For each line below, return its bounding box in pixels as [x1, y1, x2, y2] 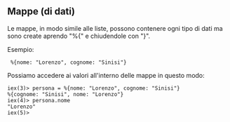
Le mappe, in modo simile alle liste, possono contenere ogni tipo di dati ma [7, 24, 223, 32]
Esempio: [7, 45, 34, 53]
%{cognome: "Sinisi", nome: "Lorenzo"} [7, 90, 124, 97]
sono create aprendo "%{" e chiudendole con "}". [7, 32, 151, 40]
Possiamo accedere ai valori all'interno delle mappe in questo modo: [7, 71, 205, 79]
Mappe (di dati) [7, 6, 76, 18]
